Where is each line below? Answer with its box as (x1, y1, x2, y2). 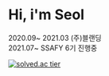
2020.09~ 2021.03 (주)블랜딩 (8, 33, 102, 42)
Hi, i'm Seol (8, 6, 85, 24)
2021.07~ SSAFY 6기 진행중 (8, 42, 98, 53)
